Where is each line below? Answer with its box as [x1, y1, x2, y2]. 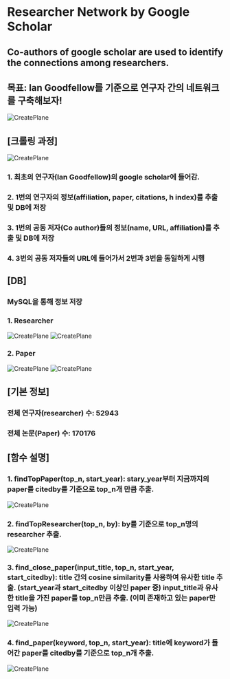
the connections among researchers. [7, 56, 170, 69]
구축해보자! [17, 94, 62, 107]
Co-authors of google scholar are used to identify [7, 46, 224, 58]
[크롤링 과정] [7, 135, 58, 147]
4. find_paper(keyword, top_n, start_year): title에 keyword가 [7, 638, 211, 647]
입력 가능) [7, 603, 38, 613]
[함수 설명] [7, 452, 50, 464]
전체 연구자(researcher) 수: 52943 [7, 409, 119, 418]
